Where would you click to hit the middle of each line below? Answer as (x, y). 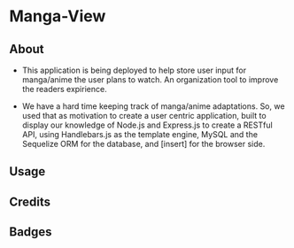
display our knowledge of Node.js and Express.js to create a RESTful (147, 125)
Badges (31, 232)
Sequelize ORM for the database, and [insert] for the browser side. (143, 144)
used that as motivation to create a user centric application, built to (144, 116)
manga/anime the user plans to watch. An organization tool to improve (150, 80)
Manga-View (58, 16)
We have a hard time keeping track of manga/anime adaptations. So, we (153, 106)
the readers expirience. (65, 89)
